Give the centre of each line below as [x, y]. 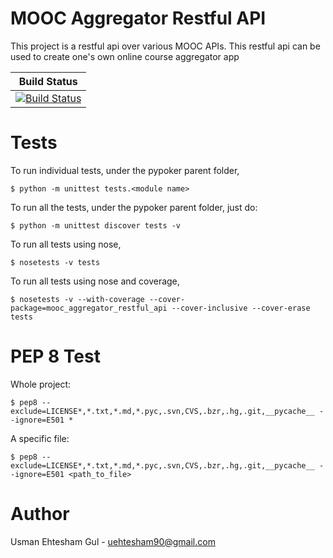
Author [40, 514]
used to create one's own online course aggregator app [125, 56]
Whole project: [41, 384]
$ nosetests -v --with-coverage [77, 299]
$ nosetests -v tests [55, 262]
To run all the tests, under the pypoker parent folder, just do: [134, 207]
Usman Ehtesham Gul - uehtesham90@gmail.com [113, 541]
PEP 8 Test [55, 356]
